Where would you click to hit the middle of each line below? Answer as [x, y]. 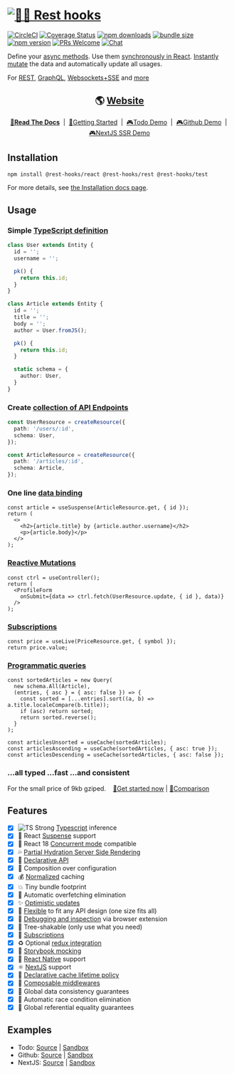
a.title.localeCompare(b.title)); [59, 705]
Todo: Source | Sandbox [53, 1047]
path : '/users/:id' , [44, 428]
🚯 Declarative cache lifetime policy [68, 975]
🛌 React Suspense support [57, 836]
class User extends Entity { [50, 246]
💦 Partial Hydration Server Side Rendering [79, 852]
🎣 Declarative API [43, 860]
